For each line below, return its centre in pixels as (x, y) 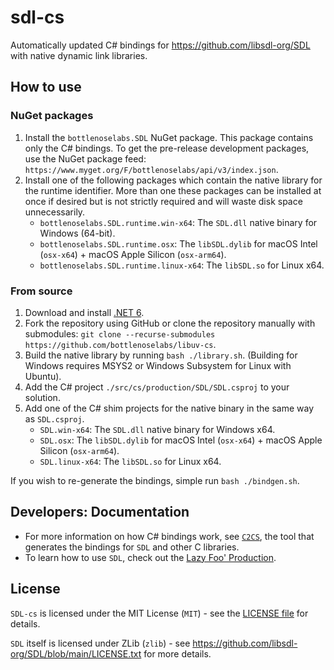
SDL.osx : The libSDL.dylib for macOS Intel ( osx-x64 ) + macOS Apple (181, 440)
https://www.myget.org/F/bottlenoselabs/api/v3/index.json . (151, 169)
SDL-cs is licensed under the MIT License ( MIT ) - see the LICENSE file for (159, 613)
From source (41, 291)
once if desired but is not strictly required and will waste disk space (163, 201)
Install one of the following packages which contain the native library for (173, 180)
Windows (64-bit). (77, 233)
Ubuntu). (43, 376)
